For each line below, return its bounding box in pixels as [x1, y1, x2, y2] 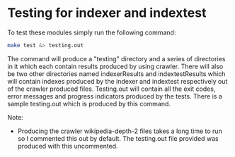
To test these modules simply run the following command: [7, 28, 176, 37]
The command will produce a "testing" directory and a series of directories [7, 54, 226, 63]
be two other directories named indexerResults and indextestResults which [7, 69, 226, 78]
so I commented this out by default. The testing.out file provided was [17, 134, 219, 142]
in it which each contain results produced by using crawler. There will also [7, 62, 224, 70]
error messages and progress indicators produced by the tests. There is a [7, 92, 223, 100]
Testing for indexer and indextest [7, 5, 207, 21]
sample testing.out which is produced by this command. [7, 99, 171, 108]
